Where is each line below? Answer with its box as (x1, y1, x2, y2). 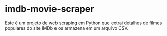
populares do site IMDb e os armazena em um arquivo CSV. (5, 25, 129, 31)
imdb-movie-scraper (5, 3, 94, 15)
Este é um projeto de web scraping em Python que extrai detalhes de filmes (5, 20, 162, 26)
